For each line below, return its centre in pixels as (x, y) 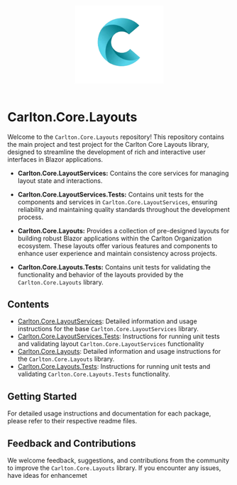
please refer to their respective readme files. (72, 421)
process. (31, 217)
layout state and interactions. (60, 180)
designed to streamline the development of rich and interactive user (106, 152)
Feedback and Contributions (72, 444)
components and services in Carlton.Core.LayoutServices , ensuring (117, 202)
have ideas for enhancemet (47, 476)
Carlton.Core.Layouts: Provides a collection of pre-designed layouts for (123, 230)
